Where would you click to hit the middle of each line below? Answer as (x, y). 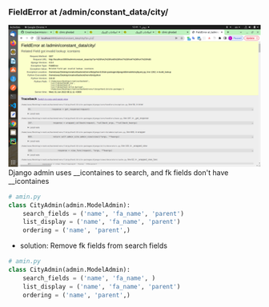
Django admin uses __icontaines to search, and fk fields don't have (118, 172)
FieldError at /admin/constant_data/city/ (88, 12)
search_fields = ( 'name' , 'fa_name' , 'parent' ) (103, 213)
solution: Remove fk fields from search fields (94, 245)
